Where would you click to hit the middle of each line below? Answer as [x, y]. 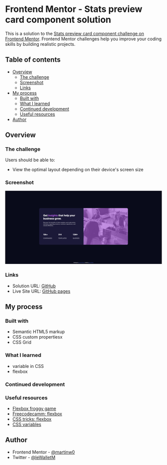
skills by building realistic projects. [40, 44]
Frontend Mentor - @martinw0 [43, 452]
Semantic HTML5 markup [39, 332]
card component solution [58, 20]
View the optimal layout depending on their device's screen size [78, 170]
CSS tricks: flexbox [32, 419]
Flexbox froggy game [34, 408]
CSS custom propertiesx [38, 337]
